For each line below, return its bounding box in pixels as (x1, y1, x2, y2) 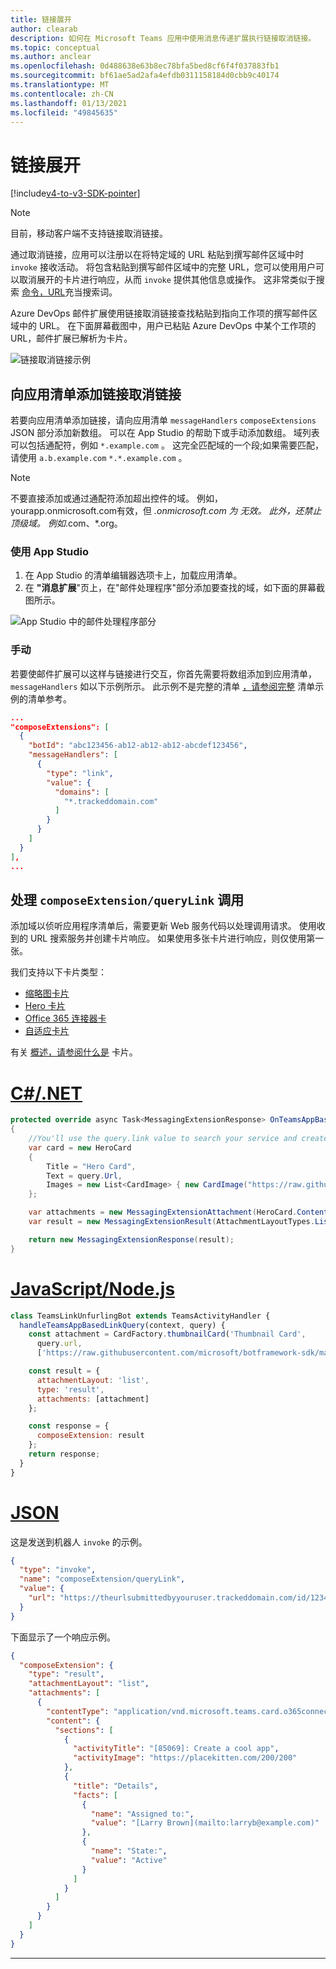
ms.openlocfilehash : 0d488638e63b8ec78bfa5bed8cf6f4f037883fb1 (10, 61, 280, 71)
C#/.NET (10, 1082, 83, 1105)
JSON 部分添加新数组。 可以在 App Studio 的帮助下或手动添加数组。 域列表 (10, 427, 320, 439)
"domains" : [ (54, 787, 110, 797)
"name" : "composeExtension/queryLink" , (19, 1574, 186, 1585)
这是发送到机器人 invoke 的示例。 (10, 1536, 148, 1548)
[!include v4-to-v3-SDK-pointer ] (10, 187, 141, 200)
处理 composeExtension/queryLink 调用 (10, 891, 245, 908)
